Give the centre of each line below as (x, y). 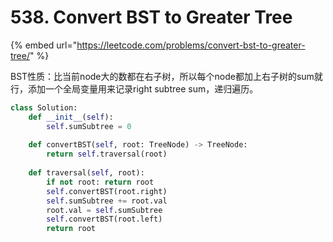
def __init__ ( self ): (71, 117)
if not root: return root (100, 182)
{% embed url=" (44, 45)
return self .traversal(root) (107, 154)
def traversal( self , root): (86, 173)
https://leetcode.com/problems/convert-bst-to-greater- (191, 45)
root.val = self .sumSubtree (104, 210)
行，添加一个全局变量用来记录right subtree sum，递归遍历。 (134, 88)
